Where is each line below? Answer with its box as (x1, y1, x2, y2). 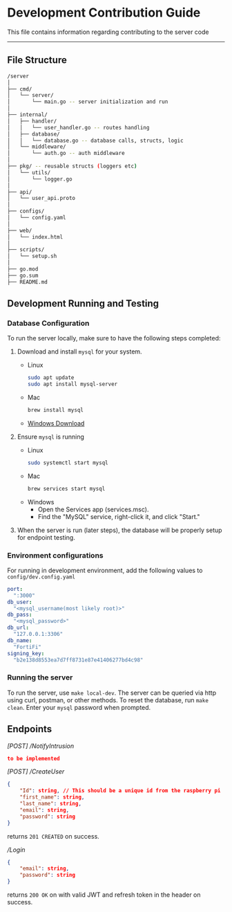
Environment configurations (7, 550, 104, 560)
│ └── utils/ (7, 169, 51, 176)
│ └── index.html (7, 233, 64, 240)
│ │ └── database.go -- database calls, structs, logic (7, 137, 184, 144)
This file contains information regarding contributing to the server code (7, 28, 209, 36)
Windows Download (27, 419, 85, 427)
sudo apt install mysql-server (27, 381, 118, 388)
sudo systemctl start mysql (27, 459, 108, 466)
